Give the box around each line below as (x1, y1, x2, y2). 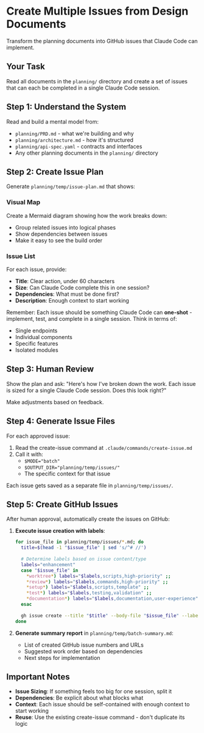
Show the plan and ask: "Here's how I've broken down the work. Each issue (6, 380, 196, 387)
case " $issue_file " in (21, 567, 79, 573)
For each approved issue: (6, 432, 70, 440)
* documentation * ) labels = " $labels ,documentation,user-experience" (26, 595, 199, 602)
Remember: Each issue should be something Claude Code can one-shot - (6, 309, 192, 316)
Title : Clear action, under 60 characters (15, 277, 115, 284)
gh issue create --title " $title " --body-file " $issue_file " (21, 612, 180, 619)
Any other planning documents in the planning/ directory (15, 149, 158, 156)
